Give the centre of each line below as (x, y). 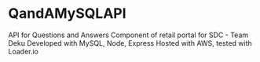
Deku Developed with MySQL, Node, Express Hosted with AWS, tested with (130, 43)
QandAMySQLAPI (68, 14)
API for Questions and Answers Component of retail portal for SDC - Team (128, 35)
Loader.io (24, 51)
